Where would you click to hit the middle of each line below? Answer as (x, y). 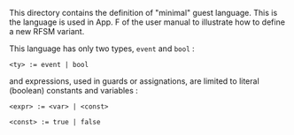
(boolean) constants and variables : (74, 90)
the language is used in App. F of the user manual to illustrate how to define (147, 22)
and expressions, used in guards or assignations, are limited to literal (134, 81)
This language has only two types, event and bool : (102, 49)
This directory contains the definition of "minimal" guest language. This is (143, 13)
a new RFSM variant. (47, 31)
